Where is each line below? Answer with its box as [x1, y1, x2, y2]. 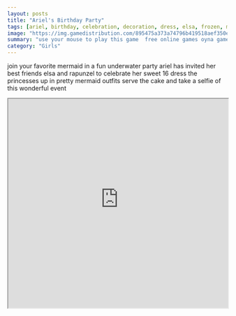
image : [7, 29, 27, 37]
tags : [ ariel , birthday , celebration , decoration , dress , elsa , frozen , [7, 23, 223, 30]
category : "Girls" [7, 43, 61, 50]
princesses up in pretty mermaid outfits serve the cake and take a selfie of [7, 77, 221, 84]
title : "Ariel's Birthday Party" [7, 17, 105, 24]
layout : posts [7, 10, 49, 17]
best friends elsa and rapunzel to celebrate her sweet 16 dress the [7, 69, 198, 77]
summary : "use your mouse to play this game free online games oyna [7, 36, 214, 43]
